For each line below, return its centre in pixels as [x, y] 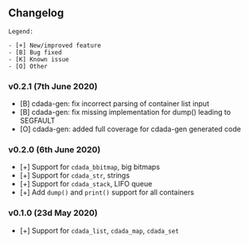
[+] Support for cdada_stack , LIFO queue [86, 184]
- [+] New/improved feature [55, 45]
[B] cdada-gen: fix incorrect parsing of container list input [114, 104]
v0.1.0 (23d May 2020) [53, 213]
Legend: [21, 31]
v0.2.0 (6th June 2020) [54, 150]
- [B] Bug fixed [35, 52]
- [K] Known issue [39, 59]
